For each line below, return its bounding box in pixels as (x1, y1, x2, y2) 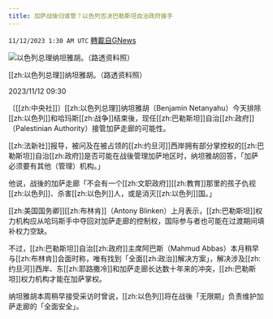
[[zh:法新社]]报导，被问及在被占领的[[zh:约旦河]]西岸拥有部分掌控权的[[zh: (8, 140, 258, 151)
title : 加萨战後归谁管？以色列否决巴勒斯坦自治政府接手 (8, 11, 173, 20)
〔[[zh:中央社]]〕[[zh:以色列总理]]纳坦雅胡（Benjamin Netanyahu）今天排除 (8, 103, 262, 112)
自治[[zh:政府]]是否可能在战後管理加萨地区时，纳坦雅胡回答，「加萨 (35, 151, 258, 160)
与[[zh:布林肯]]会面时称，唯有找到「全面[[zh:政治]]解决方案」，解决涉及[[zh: (8, 253, 262, 263)
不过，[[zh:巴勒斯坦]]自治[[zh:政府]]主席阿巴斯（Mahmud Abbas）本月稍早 (8, 243, 259, 253)
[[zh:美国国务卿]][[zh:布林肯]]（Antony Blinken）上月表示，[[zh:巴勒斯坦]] (8, 205, 256, 216)
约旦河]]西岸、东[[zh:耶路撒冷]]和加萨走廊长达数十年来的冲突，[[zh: (8, 264, 235, 273)
